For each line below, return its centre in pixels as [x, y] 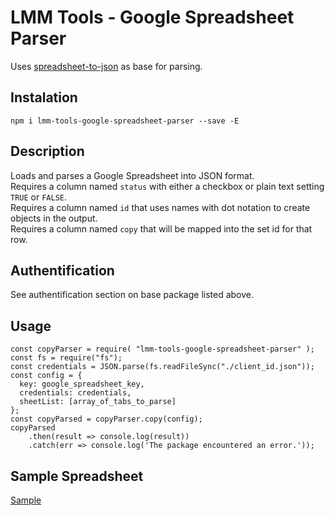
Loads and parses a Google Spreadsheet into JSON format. [132, 175]
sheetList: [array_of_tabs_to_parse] [98, 402]
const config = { [46, 376]
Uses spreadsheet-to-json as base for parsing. [106, 66]
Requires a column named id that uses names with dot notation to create [160, 207]
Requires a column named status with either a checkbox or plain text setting [167, 186]
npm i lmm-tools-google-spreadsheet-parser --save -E [125, 121]
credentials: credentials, [75, 393]
